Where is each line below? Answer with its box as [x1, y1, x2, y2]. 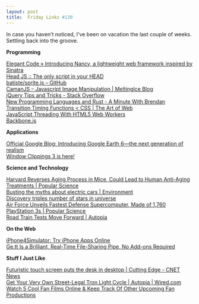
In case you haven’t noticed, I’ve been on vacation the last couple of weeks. [6, 30, 192, 37]
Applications [6, 129, 39, 136]
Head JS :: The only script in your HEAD [6, 73, 104, 80]
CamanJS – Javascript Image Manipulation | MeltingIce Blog [6, 85, 153, 92]
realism [6, 146, 24, 153]
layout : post [6, 8, 39, 15]
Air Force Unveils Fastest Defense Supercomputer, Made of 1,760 [6, 200, 166, 208]
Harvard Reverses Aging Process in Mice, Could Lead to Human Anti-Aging [6, 175, 190, 183]
